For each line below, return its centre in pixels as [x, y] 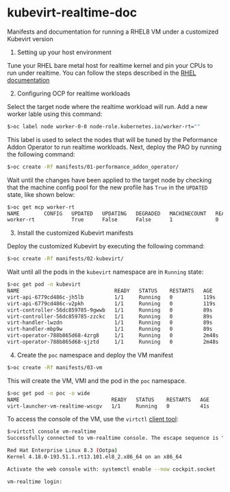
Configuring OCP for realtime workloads [74, 93]
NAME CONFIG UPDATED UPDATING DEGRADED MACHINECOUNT [107, 213]
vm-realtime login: [35, 482]
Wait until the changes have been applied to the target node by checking [110, 180]
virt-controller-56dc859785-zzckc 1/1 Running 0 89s [110, 316]
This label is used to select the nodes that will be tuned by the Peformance [112, 139]
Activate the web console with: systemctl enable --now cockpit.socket [111, 469]
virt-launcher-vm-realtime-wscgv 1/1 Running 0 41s [108, 406]
